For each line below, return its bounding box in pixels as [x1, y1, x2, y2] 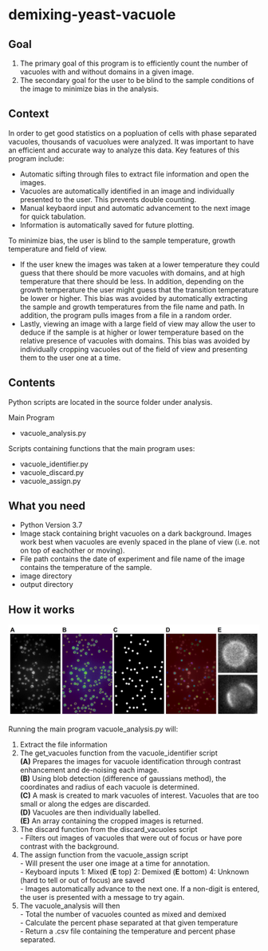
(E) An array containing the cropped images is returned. [19, 816, 203, 826]
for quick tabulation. [19, 212, 86, 221]
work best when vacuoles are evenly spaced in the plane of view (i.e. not [19, 537, 261, 547]
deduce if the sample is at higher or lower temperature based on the [19, 327, 245, 337]
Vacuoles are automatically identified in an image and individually [19, 186, 235, 196]
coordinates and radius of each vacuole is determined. [19, 783, 199, 792]
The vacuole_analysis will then [19, 901, 120, 911]
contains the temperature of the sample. [19, 563, 152, 573]
